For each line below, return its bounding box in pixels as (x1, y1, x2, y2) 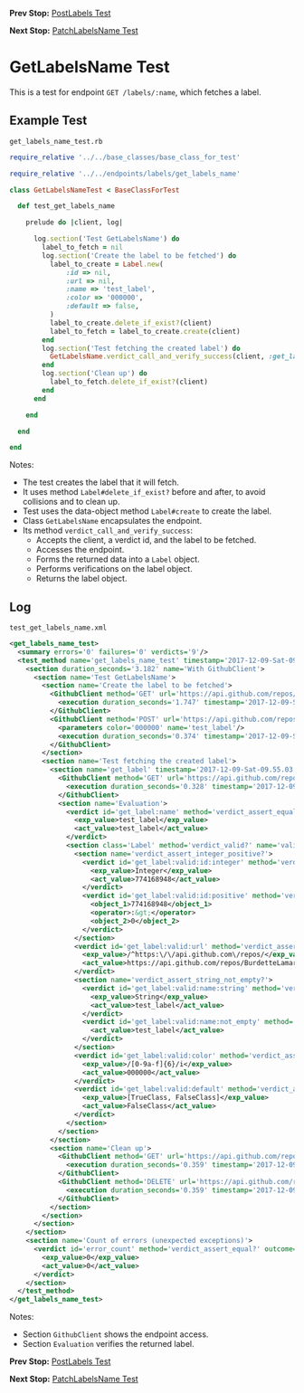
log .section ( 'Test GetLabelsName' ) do (33, 234, 180, 243)
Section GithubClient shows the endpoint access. (22, 1329, 209, 1340)
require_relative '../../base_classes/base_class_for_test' (9, 153, 242, 162)
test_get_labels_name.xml (9, 623, 107, 632)
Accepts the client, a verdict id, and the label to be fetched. (35, 535, 257, 545)
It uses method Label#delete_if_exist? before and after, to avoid (22, 487, 266, 497)
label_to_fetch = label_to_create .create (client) (49, 327, 242, 336)
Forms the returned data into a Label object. (35, 554, 201, 564)
